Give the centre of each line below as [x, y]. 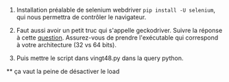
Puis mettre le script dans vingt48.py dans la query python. [100, 58]
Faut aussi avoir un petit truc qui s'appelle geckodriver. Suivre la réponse [119, 30]
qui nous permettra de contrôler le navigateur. [81, 17]
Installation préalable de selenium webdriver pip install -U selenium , [116, 10]
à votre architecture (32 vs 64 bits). [67, 45]
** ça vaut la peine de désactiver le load [63, 71]
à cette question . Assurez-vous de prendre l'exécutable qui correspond [117, 38]
